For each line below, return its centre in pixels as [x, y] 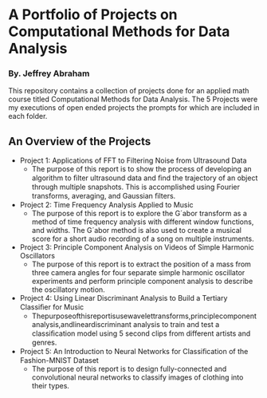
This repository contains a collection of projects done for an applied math [129, 91]
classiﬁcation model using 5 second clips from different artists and [141, 333]
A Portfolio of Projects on [93, 15]
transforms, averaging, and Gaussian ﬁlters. [104, 196]
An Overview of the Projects [80, 141]
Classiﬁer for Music [52, 307]
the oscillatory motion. [68, 290]
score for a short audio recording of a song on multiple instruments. [143, 239]
